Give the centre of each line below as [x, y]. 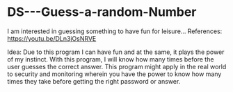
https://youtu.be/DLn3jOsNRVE [52, 38]
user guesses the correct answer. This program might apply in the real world [117, 66]
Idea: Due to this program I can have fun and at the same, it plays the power [116, 52]
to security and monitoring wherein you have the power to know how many [114, 74]
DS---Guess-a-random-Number [102, 12]
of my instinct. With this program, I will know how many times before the [111, 59]
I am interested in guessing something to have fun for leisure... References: [115, 31]
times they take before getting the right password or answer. [94, 81]
